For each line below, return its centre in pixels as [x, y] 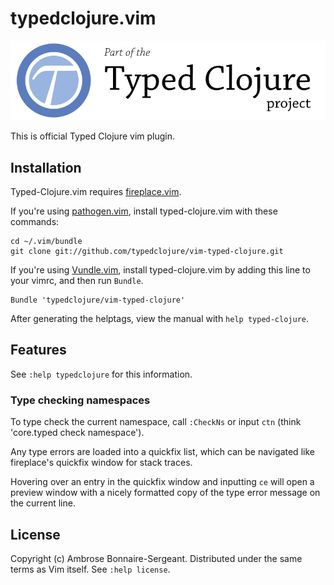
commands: [35, 222]
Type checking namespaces [80, 400]
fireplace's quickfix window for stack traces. [101, 463]
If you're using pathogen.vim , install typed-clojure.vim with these [144, 211]
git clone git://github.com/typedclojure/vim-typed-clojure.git [147, 252]
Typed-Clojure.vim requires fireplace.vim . [96, 192]
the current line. [43, 503]
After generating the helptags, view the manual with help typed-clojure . [160, 319]
